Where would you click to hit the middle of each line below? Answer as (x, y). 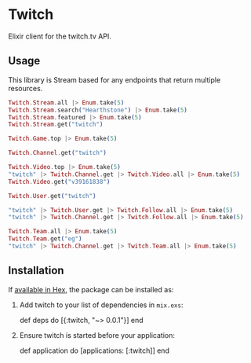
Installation (36, 271)
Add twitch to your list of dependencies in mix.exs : (101, 305)
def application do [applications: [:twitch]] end (95, 350)
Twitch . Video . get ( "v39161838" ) (59, 181)
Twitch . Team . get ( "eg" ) (45, 239)
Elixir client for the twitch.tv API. (60, 36)
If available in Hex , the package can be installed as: (91, 289)
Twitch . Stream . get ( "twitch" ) (56, 125)
